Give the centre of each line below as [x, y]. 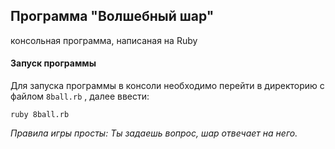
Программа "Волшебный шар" [112, 16]
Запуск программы [53, 63]
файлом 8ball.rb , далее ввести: [80, 96]
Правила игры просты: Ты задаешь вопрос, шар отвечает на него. [154, 133]
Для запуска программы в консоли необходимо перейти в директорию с [167, 86]
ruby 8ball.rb [40, 115]
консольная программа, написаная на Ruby [104, 40]
